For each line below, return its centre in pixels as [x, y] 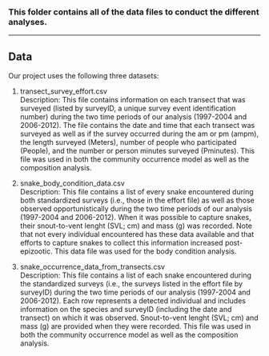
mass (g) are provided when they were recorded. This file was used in [135, 326]
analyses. [28, 22]
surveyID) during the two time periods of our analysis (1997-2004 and [135, 292]
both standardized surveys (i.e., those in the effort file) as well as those [137, 200]
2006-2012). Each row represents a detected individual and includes [133, 301]
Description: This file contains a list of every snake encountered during [137, 192]
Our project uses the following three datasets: [84, 76]
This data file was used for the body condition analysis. [146, 251]
